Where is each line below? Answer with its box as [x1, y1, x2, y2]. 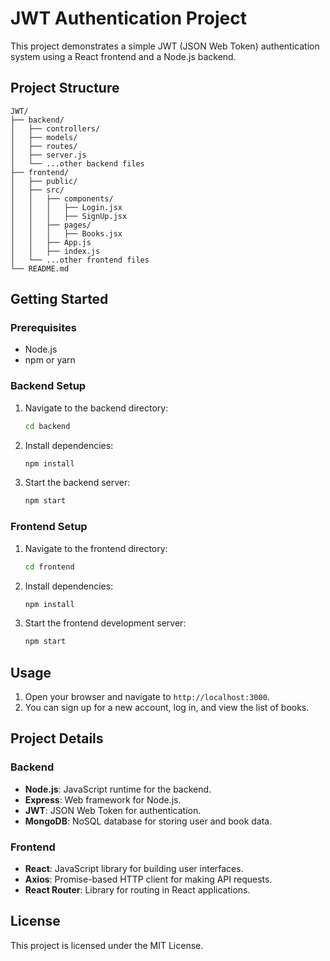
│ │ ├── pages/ [10, 220, 92, 230]
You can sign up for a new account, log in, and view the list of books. [24, 702, 310, 714]
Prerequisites [10, 321, 77, 335]
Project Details [10, 730, 104, 747]
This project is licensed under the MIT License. [10, 939, 204, 951]
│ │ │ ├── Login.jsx [10, 202, 123, 212]
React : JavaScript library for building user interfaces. [24, 863, 244, 875]
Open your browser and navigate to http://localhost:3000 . [24, 691, 270, 703]
